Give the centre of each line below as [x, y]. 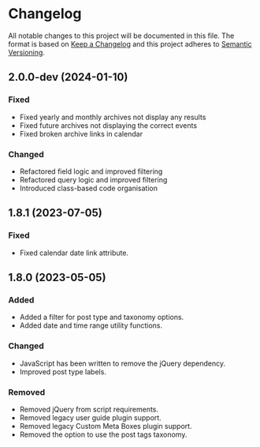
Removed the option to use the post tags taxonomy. [103, 434]
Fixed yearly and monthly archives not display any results [113, 117]
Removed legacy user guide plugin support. [90, 417]
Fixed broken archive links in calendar [81, 133]
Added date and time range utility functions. [91, 325]
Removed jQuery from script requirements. [89, 409]
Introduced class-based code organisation [88, 188]
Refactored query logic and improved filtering [93, 179]
